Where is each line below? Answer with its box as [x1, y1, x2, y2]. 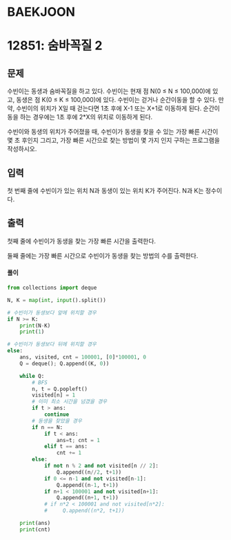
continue [43, 411, 70, 418]
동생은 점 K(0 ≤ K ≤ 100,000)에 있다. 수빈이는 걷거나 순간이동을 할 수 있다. [16, 96, 217, 104]
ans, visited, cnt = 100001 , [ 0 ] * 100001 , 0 [19, 354, 147, 361]
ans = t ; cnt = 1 [56, 437, 100, 443]
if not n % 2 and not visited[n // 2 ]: [43, 463, 159, 470]
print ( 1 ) [19, 328, 45, 335]
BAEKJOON [7, 4, 76, 20]
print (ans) [19, 520, 51, 527]
